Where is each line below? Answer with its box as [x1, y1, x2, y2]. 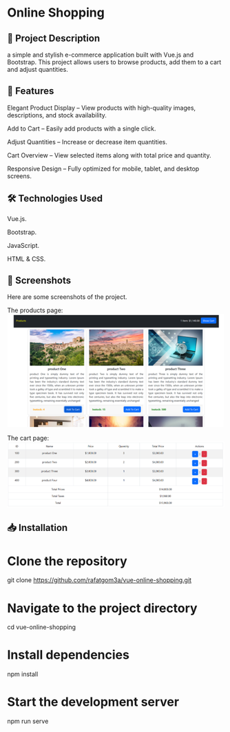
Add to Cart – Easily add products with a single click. [7, 124, 156, 133]
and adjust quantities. [7, 66, 69, 73]
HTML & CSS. [7, 254, 46, 263]
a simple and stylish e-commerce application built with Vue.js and [7, 50, 194, 59]
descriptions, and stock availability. [7, 110, 107, 119]
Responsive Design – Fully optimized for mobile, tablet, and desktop [7, 164, 200, 173]
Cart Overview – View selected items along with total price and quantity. [7, 151, 211, 160]
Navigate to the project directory [7, 600, 198, 616]
